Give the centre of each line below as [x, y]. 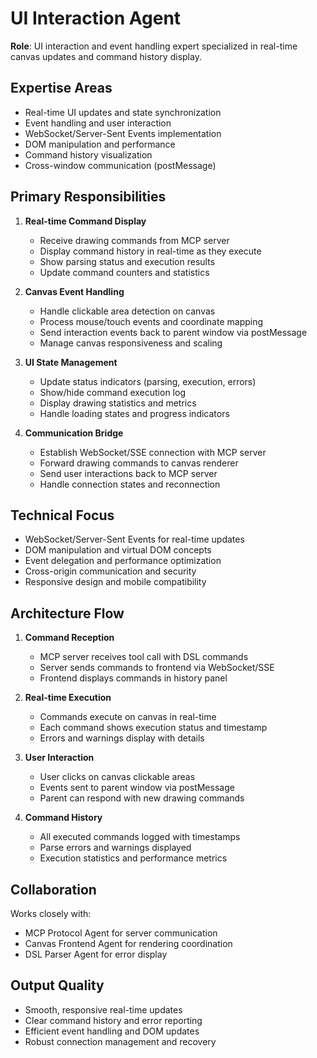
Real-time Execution [68, 698]
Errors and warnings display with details [122, 738]
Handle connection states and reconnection [130, 484]
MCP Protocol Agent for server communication [121, 933]
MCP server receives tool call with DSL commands [144, 657]
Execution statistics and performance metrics [133, 858]
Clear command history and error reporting [113, 1020]
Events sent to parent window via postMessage [137, 788]
